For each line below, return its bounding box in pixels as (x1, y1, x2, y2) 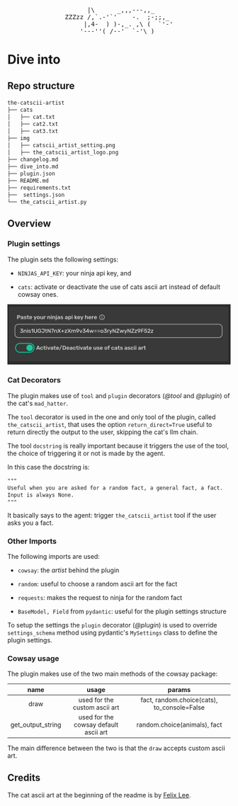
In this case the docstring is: (7, 462, 90, 471)
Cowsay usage (7, 654, 59, 664)
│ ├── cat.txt (7, 113, 55, 120)
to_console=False (153, 703, 205, 712)
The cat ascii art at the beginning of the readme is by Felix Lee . (7, 790, 191, 799)
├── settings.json (7, 191, 65, 198)
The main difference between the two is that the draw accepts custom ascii (7, 744, 225, 752)
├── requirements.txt (7, 184, 72, 191)
